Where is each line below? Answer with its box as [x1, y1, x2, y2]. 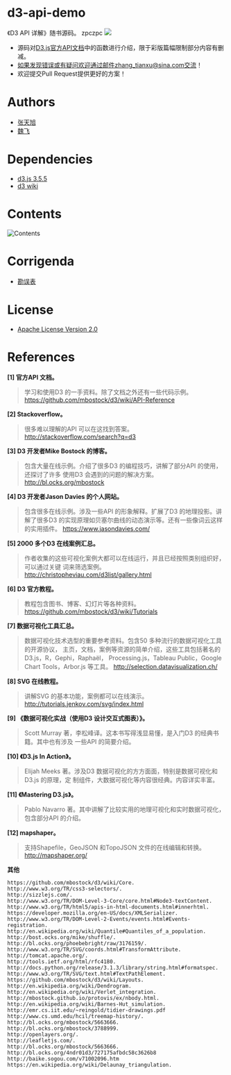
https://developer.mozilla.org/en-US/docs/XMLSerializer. [7, 909, 178, 917]
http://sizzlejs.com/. [7, 891, 73, 898]
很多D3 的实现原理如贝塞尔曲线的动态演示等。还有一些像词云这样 [36, 516, 223, 524]
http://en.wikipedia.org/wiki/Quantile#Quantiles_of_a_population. [7, 928, 207, 935]
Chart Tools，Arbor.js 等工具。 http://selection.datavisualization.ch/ [24, 662, 218, 670]
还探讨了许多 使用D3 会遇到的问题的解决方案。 [24, 470, 158, 478]
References [7, 349, 75, 365]
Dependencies [7, 151, 93, 167]
